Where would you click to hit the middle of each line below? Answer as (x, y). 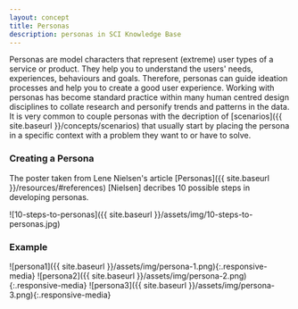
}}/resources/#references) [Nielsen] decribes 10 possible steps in (130, 188)
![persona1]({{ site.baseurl (57, 266)
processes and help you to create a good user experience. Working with (142, 88)
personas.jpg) (35, 223)
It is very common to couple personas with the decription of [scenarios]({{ (146, 116)
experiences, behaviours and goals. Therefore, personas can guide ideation (149, 79)
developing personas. (49, 196)
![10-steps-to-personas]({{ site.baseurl (81, 214)
